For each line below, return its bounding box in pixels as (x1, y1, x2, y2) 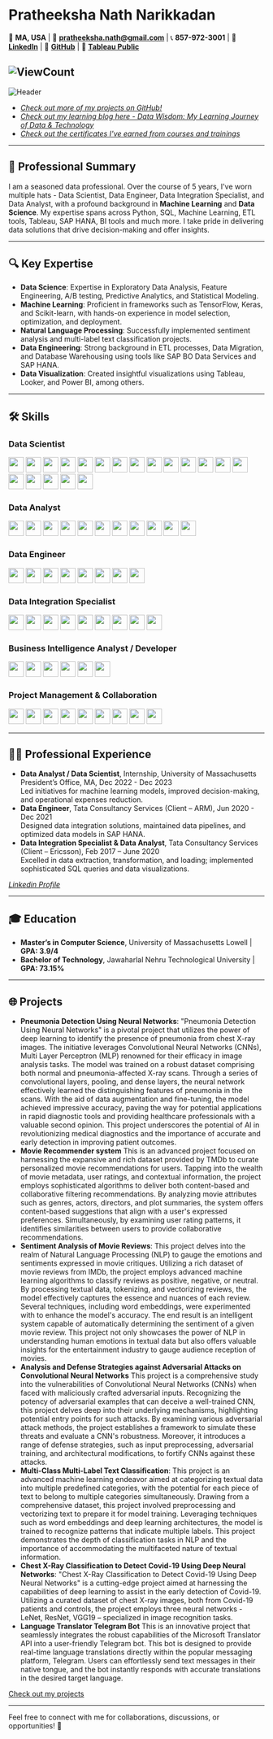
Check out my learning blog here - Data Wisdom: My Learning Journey (19, 111, 259, 121)
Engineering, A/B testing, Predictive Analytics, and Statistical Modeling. (19, 291, 259, 301)
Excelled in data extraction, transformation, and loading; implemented (19, 856, 253, 865)
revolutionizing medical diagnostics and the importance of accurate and (19, 1128, 262, 1138)
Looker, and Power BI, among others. (19, 377, 145, 387)
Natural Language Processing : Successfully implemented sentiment (19, 325, 250, 335)
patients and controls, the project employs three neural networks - (19, 1604, 243, 1614)
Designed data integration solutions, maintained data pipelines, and (19, 821, 246, 830)
